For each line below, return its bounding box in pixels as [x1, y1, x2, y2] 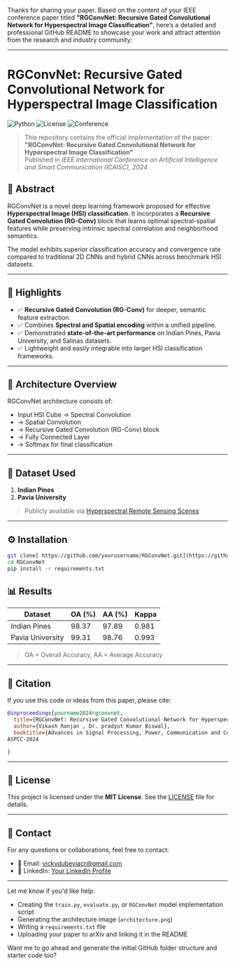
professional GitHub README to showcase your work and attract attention [7, 28, 221, 36]
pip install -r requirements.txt [7, 565, 105, 572]
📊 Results [7, 586, 52, 598]
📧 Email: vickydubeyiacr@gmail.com [17, 859, 122, 868]
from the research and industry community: [7, 36, 133, 44]
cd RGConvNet [7, 558, 45, 565]
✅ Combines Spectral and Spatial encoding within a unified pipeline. [17, 321, 217, 329]
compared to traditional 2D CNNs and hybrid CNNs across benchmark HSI [7, 252, 222, 261]
